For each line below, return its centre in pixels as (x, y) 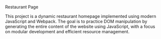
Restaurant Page (22, 7)
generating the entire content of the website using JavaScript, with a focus (80, 26)
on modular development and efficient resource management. (67, 32)
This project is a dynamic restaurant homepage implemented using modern (81, 16)
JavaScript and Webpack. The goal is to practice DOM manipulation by (76, 21)
